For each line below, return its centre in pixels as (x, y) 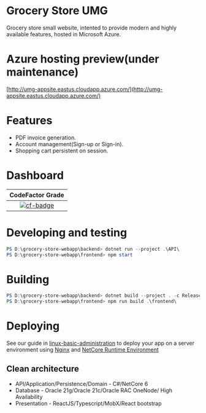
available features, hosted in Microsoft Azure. (64, 34)
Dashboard (35, 175)
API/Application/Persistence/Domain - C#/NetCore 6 (82, 383)
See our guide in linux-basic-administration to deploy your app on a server (101, 343)
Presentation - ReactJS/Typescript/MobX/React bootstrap (88, 403)
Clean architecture (43, 369)
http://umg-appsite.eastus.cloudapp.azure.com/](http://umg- (86, 89)
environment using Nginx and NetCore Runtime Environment (82, 350)
